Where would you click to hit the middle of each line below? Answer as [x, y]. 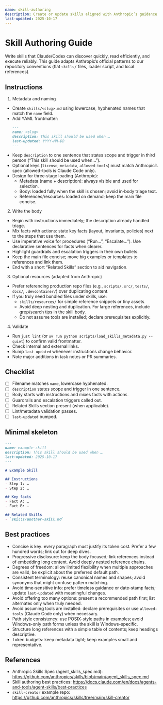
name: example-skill [26, 448]
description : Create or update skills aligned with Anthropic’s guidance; [82, 14]
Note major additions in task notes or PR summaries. [65, 357]
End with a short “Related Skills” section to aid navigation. [70, 267]
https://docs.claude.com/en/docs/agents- [114, 682]
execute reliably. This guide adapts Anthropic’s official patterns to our [74, 61]
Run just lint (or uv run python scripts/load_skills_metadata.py [79, 336]
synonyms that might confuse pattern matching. [60, 582]
